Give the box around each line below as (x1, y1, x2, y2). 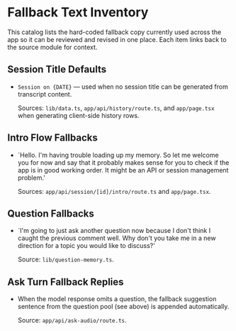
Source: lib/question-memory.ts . (17, 255, 115, 264)
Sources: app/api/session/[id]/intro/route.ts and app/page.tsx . (17, 187, 211, 195)
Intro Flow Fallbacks (7, 132, 98, 144)
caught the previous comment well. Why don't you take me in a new (17, 234, 216, 242)
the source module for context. (7, 43, 98, 51)
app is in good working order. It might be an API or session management (17, 165, 229, 174)
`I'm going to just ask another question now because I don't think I (17, 227, 211, 235)
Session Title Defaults (7, 63, 107, 75)
